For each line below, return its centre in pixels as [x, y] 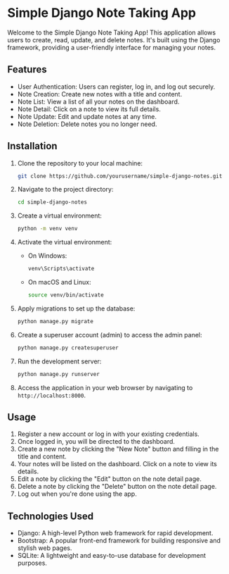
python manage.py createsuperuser [68, 348]
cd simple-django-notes [52, 202]
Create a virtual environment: [59, 216]
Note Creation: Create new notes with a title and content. [100, 94]
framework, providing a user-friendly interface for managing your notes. [112, 47]
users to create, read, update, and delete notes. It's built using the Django [114, 39]
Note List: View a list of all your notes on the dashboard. [98, 101]
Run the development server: [59, 361]
